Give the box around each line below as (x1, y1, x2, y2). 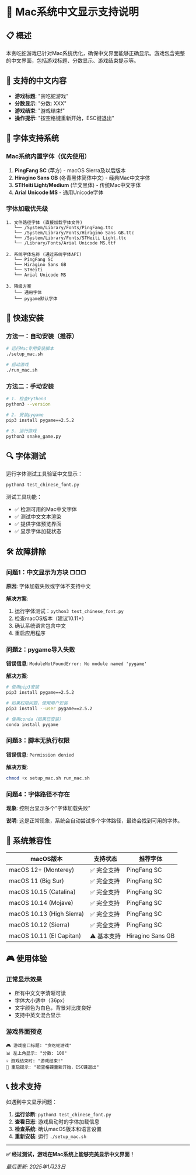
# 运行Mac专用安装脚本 (6, 346, 54, 352)
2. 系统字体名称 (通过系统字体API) (6, 251, 82, 257)
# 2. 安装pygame (6, 412, 44, 418)
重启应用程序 (14, 629, 45, 636)
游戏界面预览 (6, 1028, 43, 1036)
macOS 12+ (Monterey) (9, 866, 75, 874)
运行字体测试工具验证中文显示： (6, 470, 83, 478)
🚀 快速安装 (6, 313, 44, 323)
